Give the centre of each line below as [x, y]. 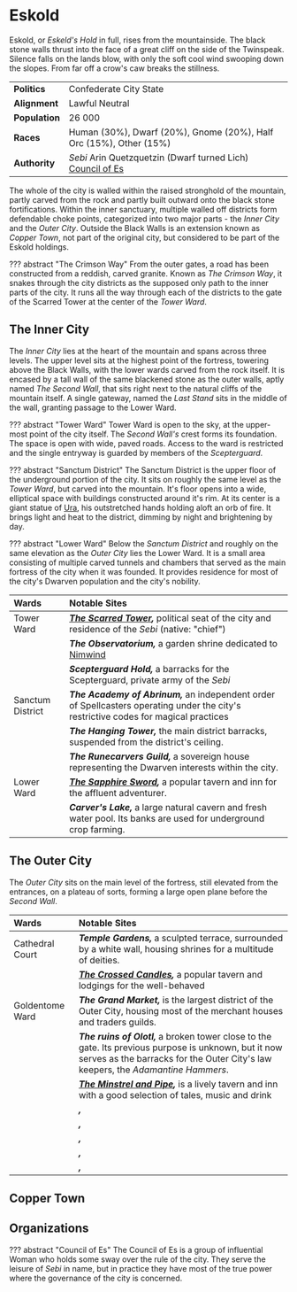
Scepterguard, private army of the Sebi [150, 680]
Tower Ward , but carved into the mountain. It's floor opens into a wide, [138, 489]
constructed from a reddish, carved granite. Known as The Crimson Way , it [146, 273]
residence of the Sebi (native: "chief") [148, 629]
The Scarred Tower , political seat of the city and [170, 618]
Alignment [36, 103]
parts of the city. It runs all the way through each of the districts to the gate [146, 292]
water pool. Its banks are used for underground [167, 818]
